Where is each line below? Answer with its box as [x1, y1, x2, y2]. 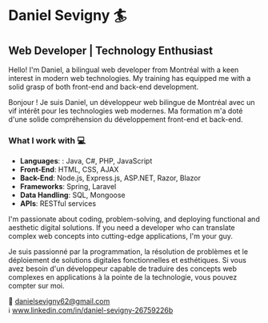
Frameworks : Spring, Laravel [19, 182, 117, 192]
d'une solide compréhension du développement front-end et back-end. [8, 115, 243, 124]
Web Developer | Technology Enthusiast [8, 43, 214, 57]
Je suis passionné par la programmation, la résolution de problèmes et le [8, 247, 249, 256]
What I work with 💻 [8, 135, 86, 146]
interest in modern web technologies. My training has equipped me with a [8, 74, 251, 83]
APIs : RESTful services [19, 199, 97, 208]
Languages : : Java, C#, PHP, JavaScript [19, 156, 153, 166]
